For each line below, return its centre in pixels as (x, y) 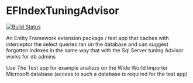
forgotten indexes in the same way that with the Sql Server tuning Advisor (95, 50)
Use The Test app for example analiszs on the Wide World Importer (87, 67)
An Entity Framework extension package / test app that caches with (88, 38)
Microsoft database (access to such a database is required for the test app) (97, 74)
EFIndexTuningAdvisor (63, 11)
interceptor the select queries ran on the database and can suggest (87, 44)
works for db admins (31, 56)
